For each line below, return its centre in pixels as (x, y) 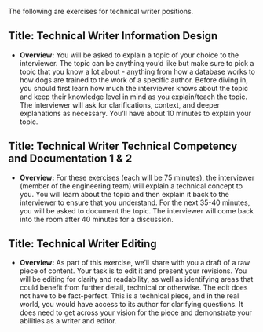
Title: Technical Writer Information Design (113, 36)
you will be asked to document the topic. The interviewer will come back (136, 210)
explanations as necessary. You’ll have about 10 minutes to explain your (135, 113)
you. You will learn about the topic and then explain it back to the (124, 194)
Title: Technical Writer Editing (82, 244)
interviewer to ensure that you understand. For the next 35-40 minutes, (135, 202)
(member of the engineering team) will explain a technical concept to (131, 186)
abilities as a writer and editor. (68, 321)
